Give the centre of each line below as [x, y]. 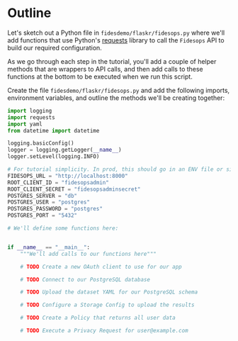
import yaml [25, 124]
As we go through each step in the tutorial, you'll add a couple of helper [112, 61]
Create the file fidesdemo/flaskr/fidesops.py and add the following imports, [119, 90]
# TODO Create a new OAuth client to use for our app [101, 267]
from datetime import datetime [53, 130]
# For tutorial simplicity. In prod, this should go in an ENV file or [115, 169]
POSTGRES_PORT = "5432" [42, 216]
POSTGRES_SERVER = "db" [42, 196]
